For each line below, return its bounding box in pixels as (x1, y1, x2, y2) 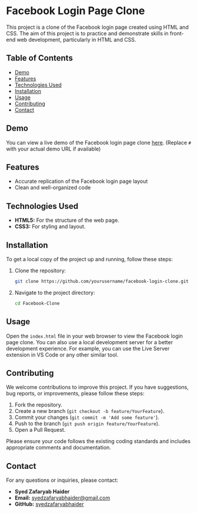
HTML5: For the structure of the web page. (14, 216, 119, 224)
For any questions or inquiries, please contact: (6, 477, 119, 484)
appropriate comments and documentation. (6, 444, 112, 451)
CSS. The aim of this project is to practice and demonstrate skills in (6, 29, 169, 36)
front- (169, 29, 184, 36)
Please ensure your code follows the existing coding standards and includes (6, 438, 191, 445)
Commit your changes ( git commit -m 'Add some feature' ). (14, 414, 160, 421)
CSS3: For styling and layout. (14, 223, 86, 230)
